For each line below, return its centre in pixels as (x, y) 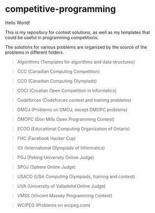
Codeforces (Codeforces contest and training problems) (74, 100)
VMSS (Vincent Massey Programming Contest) (64, 195)
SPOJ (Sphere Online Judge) (46, 167)
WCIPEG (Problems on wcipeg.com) (54, 205)
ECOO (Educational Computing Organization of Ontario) (74, 129)
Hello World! (18, 23)
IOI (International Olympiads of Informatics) (61, 148)
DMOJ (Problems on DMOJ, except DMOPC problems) (72, 109)
